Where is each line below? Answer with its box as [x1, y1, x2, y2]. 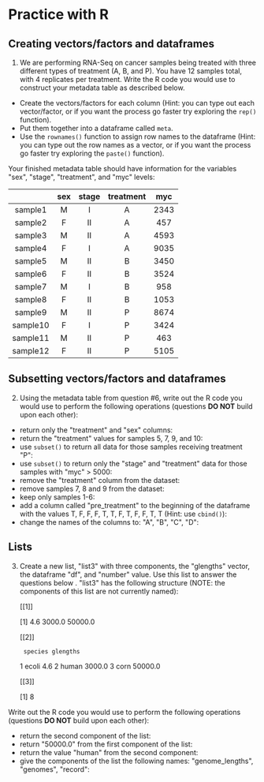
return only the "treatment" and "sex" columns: [19, 425, 173, 435]
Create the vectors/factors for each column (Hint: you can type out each [19, 99, 255, 107]
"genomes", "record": [19, 764, 90, 774]
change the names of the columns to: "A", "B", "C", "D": [19, 517, 199, 526]
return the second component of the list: [19, 731, 151, 740]
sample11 [12, 333, 50, 343]
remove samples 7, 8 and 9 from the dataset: [19, 484, 165, 493]
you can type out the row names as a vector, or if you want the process [19, 140, 251, 149]
